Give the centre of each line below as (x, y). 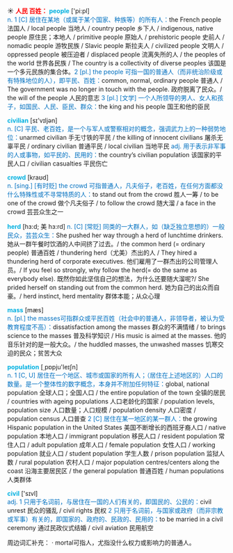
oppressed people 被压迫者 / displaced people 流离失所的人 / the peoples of (116, 54)
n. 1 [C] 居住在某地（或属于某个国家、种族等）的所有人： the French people (114, 19)
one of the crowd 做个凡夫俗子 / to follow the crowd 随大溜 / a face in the (112, 203)
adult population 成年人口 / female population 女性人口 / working (123, 445)
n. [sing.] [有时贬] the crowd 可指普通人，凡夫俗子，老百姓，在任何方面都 (112, 186)
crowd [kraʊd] (28, 177)
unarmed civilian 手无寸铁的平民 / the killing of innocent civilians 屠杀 (118, 137)
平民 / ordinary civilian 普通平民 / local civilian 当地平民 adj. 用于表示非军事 (119, 146)
